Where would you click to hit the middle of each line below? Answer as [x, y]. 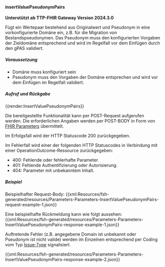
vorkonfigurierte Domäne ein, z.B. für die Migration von [61, 33]
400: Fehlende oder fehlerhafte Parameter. [56, 160]
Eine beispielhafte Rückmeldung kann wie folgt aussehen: [64, 214]
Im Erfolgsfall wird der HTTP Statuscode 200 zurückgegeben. [68, 136]
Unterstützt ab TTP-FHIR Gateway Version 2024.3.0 [60, 18]
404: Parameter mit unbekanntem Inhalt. [53, 170]
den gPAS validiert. [24, 48]
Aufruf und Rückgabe [28, 94]
